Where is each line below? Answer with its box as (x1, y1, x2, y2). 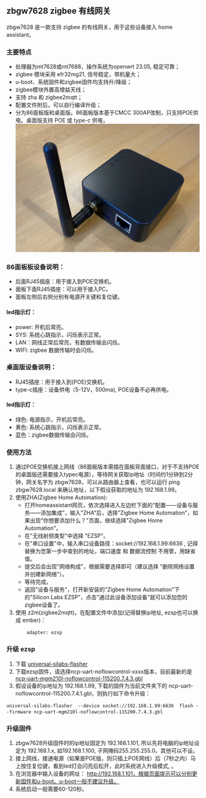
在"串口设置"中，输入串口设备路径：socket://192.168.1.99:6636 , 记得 (24, 540, 198, 548)
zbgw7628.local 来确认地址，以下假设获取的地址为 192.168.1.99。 (15, 486, 180, 494)
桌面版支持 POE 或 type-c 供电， (26, 117, 109, 124)
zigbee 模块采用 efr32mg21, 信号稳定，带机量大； (15, 71, 142, 78)
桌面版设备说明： (6, 363, 57, 371)
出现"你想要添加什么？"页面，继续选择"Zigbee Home (29, 517, 163, 524)
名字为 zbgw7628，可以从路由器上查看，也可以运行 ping (36, 478, 180, 486)
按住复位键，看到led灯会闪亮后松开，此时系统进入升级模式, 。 (20, 762, 177, 769)
